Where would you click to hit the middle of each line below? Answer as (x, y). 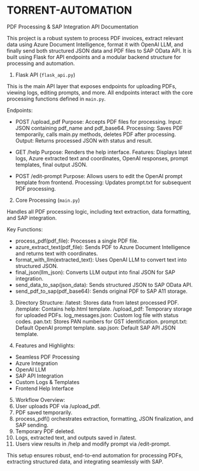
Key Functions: (25, 229)
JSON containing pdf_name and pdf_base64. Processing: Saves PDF (99, 128)
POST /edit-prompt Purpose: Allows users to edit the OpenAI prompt (99, 176)
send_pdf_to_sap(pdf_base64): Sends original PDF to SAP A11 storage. (101, 291)
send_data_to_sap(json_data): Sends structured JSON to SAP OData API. (104, 285)
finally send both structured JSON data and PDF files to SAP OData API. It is (99, 50)
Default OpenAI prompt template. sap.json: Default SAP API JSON (95, 328)
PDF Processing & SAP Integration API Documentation (73, 27)
